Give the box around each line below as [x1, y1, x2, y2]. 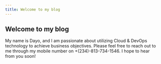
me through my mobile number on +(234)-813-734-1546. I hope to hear [5, 48, 150, 54]
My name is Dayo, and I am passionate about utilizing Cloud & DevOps [5, 38, 147, 44]
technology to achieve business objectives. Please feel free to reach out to [5, 43, 156, 49]
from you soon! [5, 53, 36, 59]
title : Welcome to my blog [5, 7, 60, 12]
